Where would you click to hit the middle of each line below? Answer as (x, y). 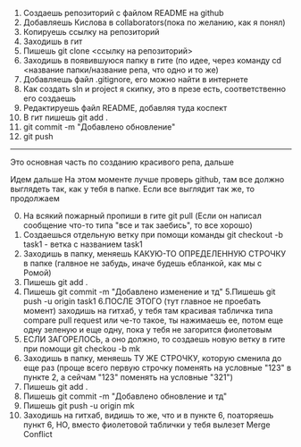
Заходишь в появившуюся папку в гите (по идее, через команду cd (152, 60)
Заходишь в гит (53, 41)
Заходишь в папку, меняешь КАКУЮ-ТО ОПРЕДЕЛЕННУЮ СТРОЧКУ (155, 253)
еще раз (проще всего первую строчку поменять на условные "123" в (157, 367)
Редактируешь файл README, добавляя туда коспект (125, 108)
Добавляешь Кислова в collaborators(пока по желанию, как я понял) (154, 22)
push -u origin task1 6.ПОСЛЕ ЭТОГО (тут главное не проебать (142, 301)
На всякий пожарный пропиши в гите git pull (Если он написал (142, 215)
